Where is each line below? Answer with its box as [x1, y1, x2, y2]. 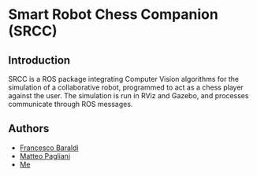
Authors [8, 122, 50, 135]
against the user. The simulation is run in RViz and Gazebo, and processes [8, 91, 249, 100]
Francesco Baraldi [19, 143, 79, 152]
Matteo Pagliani [19, 151, 71, 160]
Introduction [8, 53, 71, 67]
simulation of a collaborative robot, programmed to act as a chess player [8, 82, 244, 92]
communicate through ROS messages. [8, 100, 133, 108]
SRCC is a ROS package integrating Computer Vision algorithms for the [8, 75, 239, 83]
